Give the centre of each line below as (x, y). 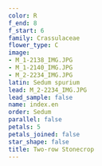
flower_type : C (33, 45)
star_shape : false (39, 142)
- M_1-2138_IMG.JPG (41, 61)
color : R (23, 16)
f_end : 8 (23, 23)
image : (19, 53)
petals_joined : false (44, 134)
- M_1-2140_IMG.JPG (41, 68)
